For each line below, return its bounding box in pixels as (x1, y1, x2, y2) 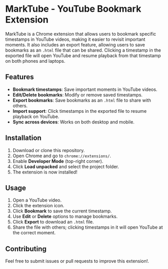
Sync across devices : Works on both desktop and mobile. (12, 118, 135, 125)
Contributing (5, 244, 47, 253)
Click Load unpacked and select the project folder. (12, 163, 119, 169)
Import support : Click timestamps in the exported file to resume (12, 108, 147, 114)
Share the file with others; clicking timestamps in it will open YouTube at (12, 224, 163, 230)
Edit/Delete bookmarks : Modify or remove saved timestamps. (12, 91, 143, 97)
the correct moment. (12, 230, 56, 236)
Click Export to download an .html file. (12, 219, 94, 225)
